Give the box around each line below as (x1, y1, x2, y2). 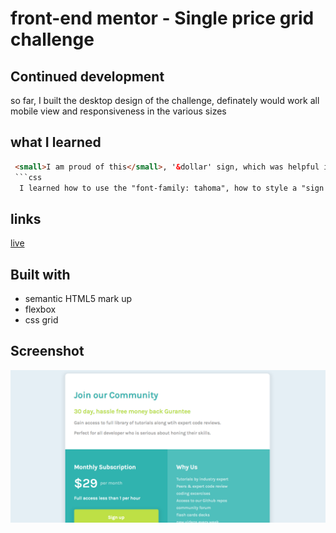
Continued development (10, 68, 165, 85)
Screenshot (10, 343, 85, 360)
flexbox (24, 303, 57, 316)
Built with (10, 266, 71, 283)
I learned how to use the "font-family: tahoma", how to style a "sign (19, 183, 325, 193)
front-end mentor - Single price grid (10, 7, 315, 30)
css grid (24, 314, 59, 326)
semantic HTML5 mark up (24, 293, 132, 305)
